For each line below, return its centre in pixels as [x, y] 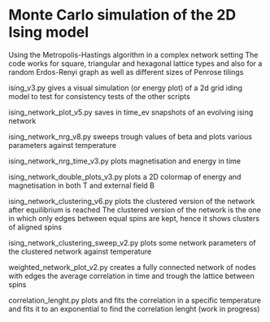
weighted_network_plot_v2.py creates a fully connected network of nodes [132, 267]
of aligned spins [35, 227]
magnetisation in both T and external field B [82, 185]
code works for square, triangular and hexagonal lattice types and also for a [135, 63]
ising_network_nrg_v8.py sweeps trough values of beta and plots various [130, 137]
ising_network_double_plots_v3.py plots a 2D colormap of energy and [125, 176]
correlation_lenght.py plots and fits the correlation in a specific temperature [135, 300]
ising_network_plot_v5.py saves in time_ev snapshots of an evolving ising [131, 112]
